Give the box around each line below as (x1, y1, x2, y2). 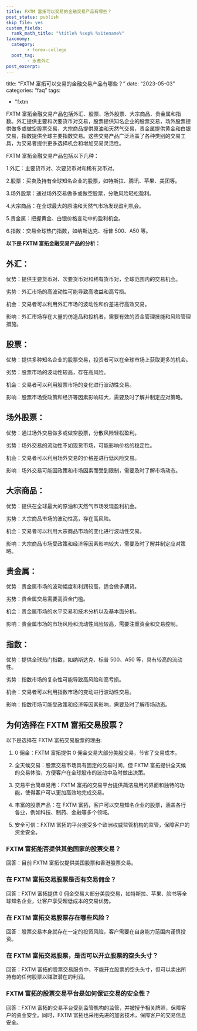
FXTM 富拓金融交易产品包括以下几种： (6, 153, 99, 160)
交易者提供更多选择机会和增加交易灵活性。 (21, 140, 124, 147)
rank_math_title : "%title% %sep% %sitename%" (11, 31, 125, 37)
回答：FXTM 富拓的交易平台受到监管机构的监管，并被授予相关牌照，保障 (6, 1004, 181, 1011)
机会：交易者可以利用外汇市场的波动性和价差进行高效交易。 (6, 301, 150, 308)
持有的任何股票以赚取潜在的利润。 (6, 973, 89, 980)
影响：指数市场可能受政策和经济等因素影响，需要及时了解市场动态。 (6, 701, 171, 708)
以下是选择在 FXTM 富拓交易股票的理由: (6, 737, 102, 744)
